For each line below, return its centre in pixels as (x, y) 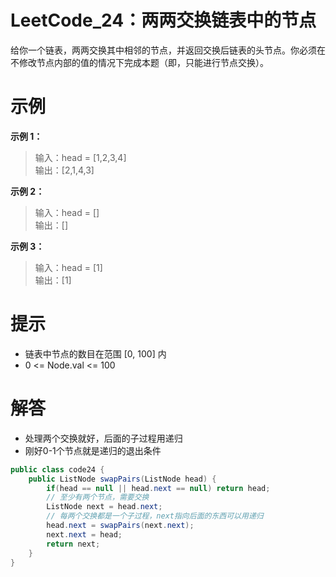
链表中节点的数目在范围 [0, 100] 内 (95, 353)
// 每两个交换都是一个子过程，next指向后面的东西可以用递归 (155, 516)
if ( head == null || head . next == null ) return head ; (158, 488)
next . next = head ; (84, 534)
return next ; (73, 544)
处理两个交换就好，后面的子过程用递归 (103, 438)
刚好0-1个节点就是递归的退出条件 (93, 450)
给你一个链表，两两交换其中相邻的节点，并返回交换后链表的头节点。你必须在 (168, 50)
